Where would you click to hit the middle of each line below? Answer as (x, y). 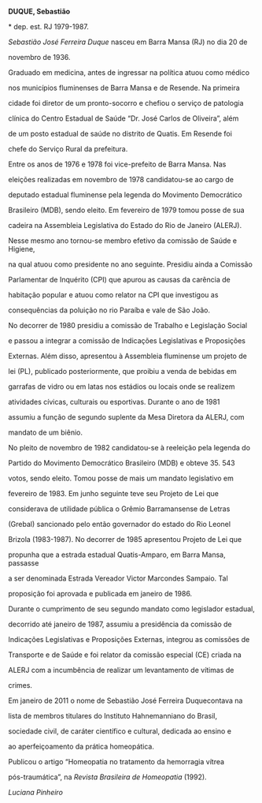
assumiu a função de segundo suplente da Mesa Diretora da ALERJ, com (127, 417)
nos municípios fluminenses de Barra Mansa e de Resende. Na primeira (124, 88)
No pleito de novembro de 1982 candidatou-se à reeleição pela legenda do (129, 448)
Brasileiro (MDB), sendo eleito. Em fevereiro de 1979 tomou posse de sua (127, 210)
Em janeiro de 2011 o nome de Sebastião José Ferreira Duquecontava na (125, 700)
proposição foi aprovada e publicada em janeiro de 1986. (100, 594)
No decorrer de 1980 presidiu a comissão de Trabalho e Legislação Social (128, 325)
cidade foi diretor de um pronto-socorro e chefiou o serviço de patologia (126, 103)
